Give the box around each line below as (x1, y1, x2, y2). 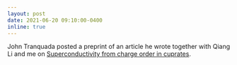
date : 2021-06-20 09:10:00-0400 (7, 17, 103, 24)
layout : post (7, 10, 46, 17)
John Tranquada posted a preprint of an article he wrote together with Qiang (7, 43, 231, 51)
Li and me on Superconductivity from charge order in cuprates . (7, 50, 191, 58)
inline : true (7, 23, 46, 30)
